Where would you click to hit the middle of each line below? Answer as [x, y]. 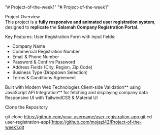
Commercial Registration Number [46, 51]
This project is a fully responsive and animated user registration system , [80, 22]
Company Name [29, 46]
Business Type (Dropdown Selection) [50, 72]
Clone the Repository [27, 107]
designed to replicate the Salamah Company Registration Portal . [72, 27]
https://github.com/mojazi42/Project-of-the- [96, 122]
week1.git [15, 127]
